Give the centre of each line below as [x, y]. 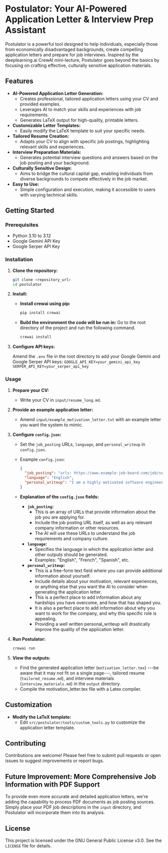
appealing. [46, 618]
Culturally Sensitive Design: [42, 168]
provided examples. [40, 104]
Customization [29, 705]
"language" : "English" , [49, 478]
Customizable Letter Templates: [46, 125]
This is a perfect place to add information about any [88, 597]
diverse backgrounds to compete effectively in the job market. [84, 178]
